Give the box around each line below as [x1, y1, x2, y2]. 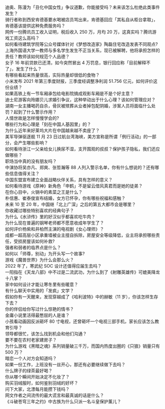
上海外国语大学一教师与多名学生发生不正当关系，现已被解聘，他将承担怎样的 [5, 47, 160, 53]
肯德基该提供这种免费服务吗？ [5, 23, 65, 29]
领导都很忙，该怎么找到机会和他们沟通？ [5, 331, 87, 337]
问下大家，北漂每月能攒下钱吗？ [5, 386, 70, 392]
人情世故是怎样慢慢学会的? [5, 115, 59, 121]
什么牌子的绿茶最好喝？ [5, 368, 53, 374]
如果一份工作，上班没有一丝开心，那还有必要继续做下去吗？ [5, 362, 126, 367]
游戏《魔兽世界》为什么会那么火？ [5, 257, 74, 263]
